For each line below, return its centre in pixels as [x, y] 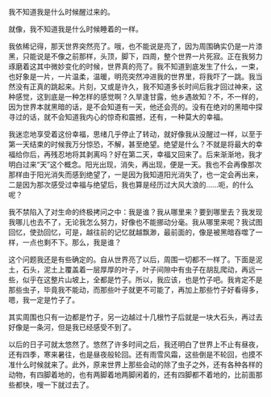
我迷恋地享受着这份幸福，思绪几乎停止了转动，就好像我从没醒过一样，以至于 [135, 134]
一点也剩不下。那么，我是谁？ [72, 242]
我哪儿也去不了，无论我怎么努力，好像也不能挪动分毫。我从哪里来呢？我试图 [135, 222]
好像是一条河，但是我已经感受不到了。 [72, 327]
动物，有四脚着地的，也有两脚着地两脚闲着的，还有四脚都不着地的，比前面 [132, 375]
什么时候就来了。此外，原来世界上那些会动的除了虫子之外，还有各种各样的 [139, 365]
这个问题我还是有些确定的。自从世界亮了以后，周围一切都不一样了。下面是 [132, 260]
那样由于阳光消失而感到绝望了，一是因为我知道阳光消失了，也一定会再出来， [135, 175]
